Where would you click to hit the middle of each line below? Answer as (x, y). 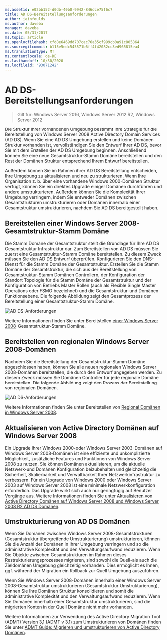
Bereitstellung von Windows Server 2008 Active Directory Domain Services (83, 134)
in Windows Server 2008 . (31, 412)
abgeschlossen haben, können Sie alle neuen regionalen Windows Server (81, 367)
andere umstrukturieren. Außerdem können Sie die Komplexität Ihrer (75, 192)
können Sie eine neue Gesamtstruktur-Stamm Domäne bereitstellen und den (83, 156)
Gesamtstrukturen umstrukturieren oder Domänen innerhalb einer (73, 203)
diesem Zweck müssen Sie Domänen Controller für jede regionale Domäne (82, 377)
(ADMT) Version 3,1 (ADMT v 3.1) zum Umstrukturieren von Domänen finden (83, 622)
